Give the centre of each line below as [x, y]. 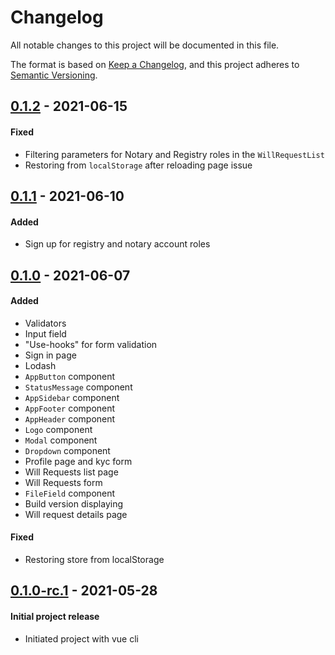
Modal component [61, 440]
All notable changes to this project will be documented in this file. [145, 45]
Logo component [58, 429]
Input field [45, 333]
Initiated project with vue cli [81, 638]
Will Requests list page [71, 472]
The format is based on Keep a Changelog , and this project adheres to [155, 64]
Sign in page [50, 355]
